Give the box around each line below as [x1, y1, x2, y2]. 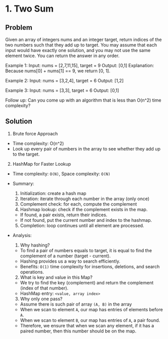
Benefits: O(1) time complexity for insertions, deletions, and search [20, 263, 160, 269]
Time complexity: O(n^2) [12, 140, 64, 147]
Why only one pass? [20, 296, 63, 302]
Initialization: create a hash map [20, 190, 87, 196]
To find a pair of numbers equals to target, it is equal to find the [20, 247, 152, 253]
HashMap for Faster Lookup [12, 161, 71, 167]
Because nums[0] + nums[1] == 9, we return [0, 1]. [5, 68, 110, 74]
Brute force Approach [12, 130, 58, 136]
